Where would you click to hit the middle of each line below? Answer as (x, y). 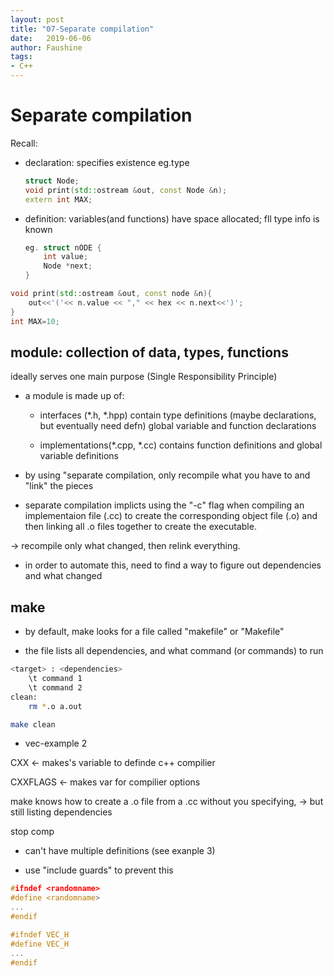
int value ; (66, 257)
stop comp (32, 832)
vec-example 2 (56, 743)
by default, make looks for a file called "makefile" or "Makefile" (154, 632)
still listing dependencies (61, 812)
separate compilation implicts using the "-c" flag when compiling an (164, 505)
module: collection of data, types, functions (149, 352)
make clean (33, 724)
